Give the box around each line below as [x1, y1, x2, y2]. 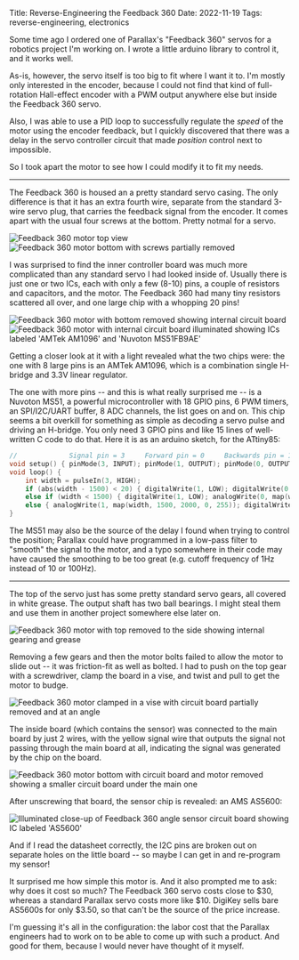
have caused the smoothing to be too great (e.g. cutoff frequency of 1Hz [9, 553, 275, 564]
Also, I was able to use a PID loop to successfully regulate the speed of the [9, 116, 284, 126]
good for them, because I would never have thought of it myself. [9, 940, 245, 951]
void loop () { [9, 467, 62, 477]
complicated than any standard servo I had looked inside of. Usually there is [9, 269, 287, 279]
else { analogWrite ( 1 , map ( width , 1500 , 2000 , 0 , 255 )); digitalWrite [25, 501, 293, 510]
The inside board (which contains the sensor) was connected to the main [9, 724, 278, 734]
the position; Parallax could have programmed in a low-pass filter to [9, 535, 258, 545]
